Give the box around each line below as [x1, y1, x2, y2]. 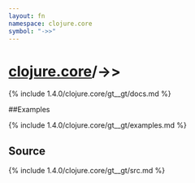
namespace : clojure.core [8, 20, 93, 28]
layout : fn [8, 11, 45, 20]
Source [8, 144, 46, 158]
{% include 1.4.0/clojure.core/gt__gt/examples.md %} [8, 120, 187, 130]
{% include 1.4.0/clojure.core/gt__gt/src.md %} [8, 166, 165, 176]
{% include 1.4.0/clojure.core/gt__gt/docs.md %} [8, 89, 171, 98]
